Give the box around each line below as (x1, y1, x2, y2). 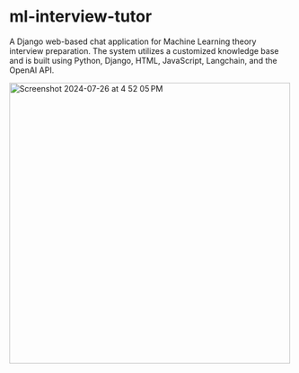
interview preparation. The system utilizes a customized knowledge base (9, 45, 279, 56)
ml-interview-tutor (9, 6, 153, 27)
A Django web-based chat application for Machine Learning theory (9, 36, 257, 47)
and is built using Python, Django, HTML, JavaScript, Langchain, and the (9, 55, 277, 66)
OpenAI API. (9, 65, 55, 75)
